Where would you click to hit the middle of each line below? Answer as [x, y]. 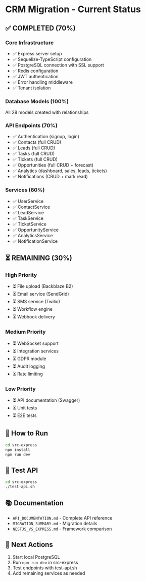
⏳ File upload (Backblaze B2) [43, 286]
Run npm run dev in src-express [45, 562]
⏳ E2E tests [25, 415]
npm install [18, 450]
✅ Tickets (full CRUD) [35, 159]
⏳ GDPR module [29, 359]
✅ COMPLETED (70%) [40, 28]
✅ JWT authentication [36, 76]
